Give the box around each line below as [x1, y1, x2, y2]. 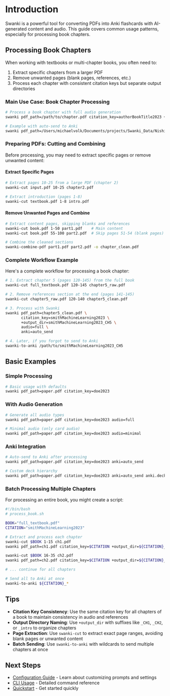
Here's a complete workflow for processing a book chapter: [5, 268, 130, 274]
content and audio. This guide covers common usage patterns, [27, 25, 159, 32]
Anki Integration [5, 443, 46, 450]
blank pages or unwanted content [12, 636, 83, 642]
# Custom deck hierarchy [5, 469, 58, 474]
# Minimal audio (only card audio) [5, 426, 80, 432]
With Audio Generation [5, 401, 63, 408]
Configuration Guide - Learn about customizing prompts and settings [12, 675, 157, 681]
